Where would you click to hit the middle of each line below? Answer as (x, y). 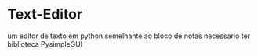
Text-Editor (45, 14)
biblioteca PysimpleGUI (45, 44)
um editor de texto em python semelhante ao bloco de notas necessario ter (129, 36)
